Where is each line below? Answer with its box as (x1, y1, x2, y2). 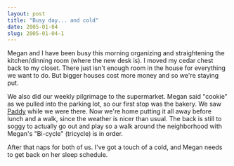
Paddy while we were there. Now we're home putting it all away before (7, 107, 212, 116)
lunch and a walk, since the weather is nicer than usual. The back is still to (7, 115, 222, 123)
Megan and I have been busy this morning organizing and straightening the (7, 49, 225, 57)
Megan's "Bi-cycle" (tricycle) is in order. (7, 130, 123, 138)
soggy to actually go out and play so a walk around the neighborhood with (7, 122, 223, 130)
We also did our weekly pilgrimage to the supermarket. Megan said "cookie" (7, 92, 228, 101)
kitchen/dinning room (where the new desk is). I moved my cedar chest (7, 57, 214, 65)
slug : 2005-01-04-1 (7, 29, 65, 37)
